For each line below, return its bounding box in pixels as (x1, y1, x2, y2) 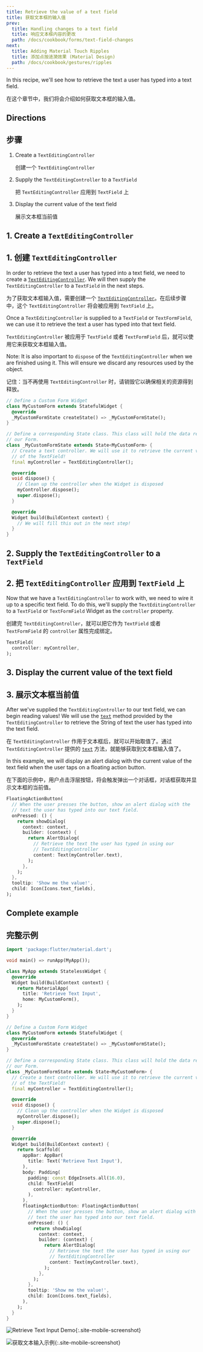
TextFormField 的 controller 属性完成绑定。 (6, 627, 116, 635)
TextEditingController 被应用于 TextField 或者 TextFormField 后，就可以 (6, 333, 188, 340)
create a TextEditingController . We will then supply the (6, 276, 146, 283)
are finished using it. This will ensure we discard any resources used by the (6, 359, 194, 366)
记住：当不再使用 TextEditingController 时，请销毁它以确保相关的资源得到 (6, 378, 193, 385)
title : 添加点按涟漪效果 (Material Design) (11, 54, 116, 60)
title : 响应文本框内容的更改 (11, 31, 76, 37)
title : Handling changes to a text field (11, 25, 118, 32)
